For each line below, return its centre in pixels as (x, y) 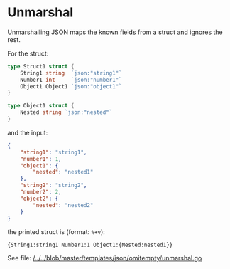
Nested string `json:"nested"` (66, 112)
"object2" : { (39, 199)
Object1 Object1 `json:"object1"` (71, 86)
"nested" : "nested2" (63, 205)
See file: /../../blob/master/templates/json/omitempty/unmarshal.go (105, 258)
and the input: (28, 132)
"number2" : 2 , (41, 192)
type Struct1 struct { (41, 66)
